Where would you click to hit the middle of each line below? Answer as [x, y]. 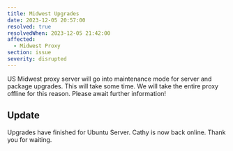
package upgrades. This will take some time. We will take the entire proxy [113, 86]
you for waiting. [30, 139]
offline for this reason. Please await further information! [87, 93]
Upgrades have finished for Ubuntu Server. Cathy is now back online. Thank [116, 132]
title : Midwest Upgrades [43, 14]
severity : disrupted [37, 59]
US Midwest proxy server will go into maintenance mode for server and [110, 79]
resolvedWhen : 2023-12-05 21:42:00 [59, 33]
